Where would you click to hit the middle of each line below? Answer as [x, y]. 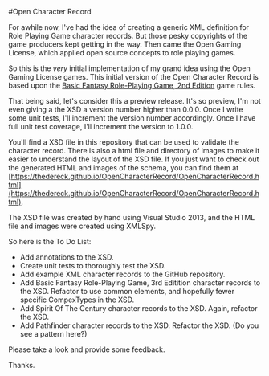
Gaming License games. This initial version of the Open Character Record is [133, 77]
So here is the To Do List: [50, 241]
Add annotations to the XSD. [67, 257]
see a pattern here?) [53, 334]
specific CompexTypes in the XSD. [77, 300]
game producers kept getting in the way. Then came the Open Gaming [125, 44]
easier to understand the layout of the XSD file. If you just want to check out [134, 159]
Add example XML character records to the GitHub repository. [122, 274]
